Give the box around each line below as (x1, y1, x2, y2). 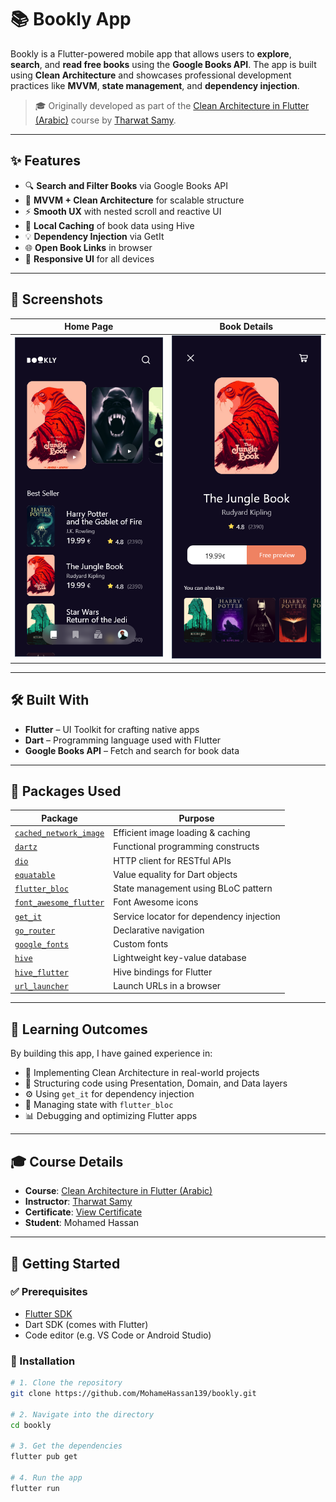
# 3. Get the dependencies (10, 1441, 123, 1451)
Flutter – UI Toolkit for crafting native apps (24, 723, 200, 735)
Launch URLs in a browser (113, 979, 222, 991)
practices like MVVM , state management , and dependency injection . (10, 79, 300, 91)
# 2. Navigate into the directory (10, 1409, 155, 1420)
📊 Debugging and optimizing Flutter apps (24, 1110, 198, 1122)
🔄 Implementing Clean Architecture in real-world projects (24, 1067, 260, 1079)
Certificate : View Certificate (24, 1206, 143, 1218)
